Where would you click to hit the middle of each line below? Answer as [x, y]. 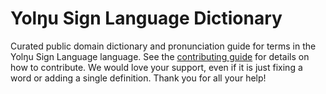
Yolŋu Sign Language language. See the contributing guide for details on [160, 56]
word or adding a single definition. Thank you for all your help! [138, 78]
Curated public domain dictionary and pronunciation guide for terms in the [163, 46]
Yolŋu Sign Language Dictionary [146, 18]
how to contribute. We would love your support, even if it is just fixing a [156, 67]
